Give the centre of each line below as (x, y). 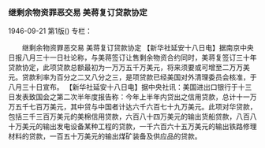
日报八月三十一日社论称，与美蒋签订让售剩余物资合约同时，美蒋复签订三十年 (132, 57)
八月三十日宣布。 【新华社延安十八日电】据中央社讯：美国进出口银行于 (123, 87)
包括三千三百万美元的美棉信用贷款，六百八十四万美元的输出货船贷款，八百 (129, 117)
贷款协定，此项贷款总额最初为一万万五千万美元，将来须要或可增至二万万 (125, 68)
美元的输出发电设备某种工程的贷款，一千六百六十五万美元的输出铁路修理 (139, 127)
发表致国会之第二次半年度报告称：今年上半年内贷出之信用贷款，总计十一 (132, 97)
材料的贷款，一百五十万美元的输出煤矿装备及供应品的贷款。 (105, 136)
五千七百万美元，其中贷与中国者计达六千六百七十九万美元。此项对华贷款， (136, 107)
